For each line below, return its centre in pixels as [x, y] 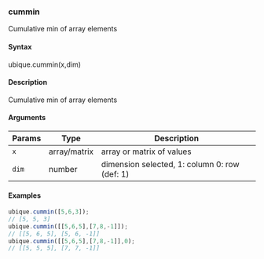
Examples [25, 195]
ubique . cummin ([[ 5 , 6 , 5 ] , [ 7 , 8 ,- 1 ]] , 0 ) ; [71, 241]
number [63, 169]
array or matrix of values [146, 151]
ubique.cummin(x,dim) [44, 64]
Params [27, 138]
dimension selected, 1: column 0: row [170, 164]
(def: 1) [115, 173]
